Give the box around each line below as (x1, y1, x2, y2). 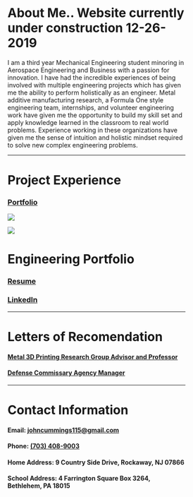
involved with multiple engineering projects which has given (7, 80, 181, 89)
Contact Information (7, 402, 129, 418)
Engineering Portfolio (7, 251, 135, 267)
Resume (7, 276, 37, 286)
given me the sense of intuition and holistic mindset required (7, 133, 183, 142)
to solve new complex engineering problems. (7, 140, 138, 149)
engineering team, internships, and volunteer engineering (7, 103, 174, 112)
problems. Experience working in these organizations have (7, 126, 178, 134)
